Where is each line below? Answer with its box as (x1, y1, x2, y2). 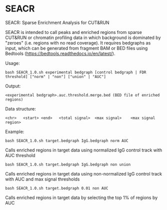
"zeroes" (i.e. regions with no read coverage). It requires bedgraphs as (5, 39, 151, 45)
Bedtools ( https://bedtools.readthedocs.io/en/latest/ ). (5, 50, 115, 56)
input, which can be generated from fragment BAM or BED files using (5, 45, 148, 51)
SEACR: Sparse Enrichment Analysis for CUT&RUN (5, 19, 109, 25)
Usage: (5, 60, 20, 66)
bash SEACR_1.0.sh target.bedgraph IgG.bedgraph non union (5, 162, 131, 167)
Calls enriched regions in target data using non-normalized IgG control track (5, 170, 162, 176)
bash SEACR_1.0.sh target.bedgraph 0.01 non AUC (5, 185, 108, 190)
